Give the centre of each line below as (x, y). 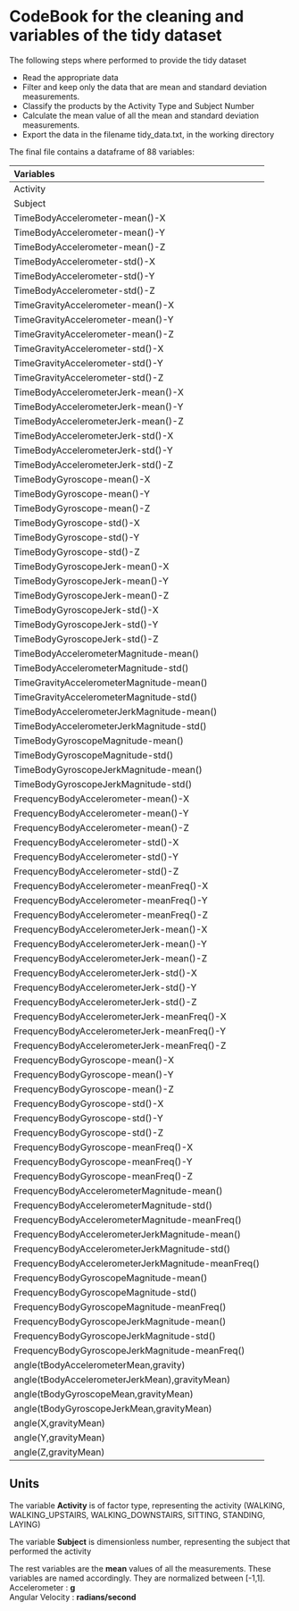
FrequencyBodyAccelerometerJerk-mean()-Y (111, 944)
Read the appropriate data (70, 77)
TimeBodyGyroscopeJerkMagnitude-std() (103, 784)
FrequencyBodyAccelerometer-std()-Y (96, 857)
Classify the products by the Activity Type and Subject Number (138, 105)
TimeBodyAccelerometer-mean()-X (90, 218)
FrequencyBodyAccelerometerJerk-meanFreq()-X (120, 1016)
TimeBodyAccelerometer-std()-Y (84, 276)
